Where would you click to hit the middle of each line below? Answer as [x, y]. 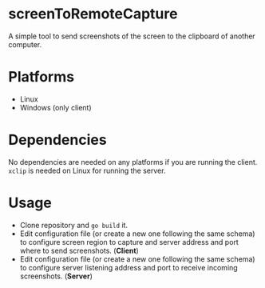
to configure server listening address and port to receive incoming [129, 267]
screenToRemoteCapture [93, 14]
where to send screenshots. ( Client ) [79, 250]
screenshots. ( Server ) [56, 276]
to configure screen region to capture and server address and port [129, 242]
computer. [25, 44]
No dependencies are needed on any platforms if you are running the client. [133, 162]
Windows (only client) [55, 107]
